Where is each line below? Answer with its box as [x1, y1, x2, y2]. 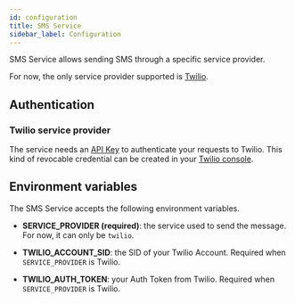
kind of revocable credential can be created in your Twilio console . [9, 153, 254, 165]
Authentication [9, 97, 95, 112]
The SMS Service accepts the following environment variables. [9, 202, 241, 214]
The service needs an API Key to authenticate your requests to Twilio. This [9, 144, 283, 155]
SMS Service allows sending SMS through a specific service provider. [9, 54, 266, 65]
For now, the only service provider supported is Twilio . [9, 71, 209, 82]
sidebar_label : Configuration [9, 29, 122, 38]
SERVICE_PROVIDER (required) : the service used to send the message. [21, 220, 287, 231]
